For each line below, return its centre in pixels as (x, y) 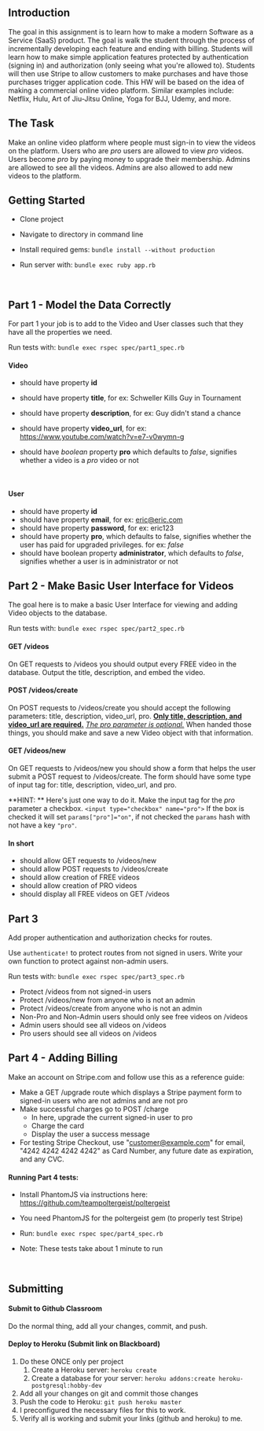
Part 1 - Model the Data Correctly (90, 305)
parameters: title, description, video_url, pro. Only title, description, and (125, 716)
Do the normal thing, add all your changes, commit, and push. (108, 1326)
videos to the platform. (45, 175)
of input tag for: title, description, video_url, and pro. (92, 785)
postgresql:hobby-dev (66, 1385)
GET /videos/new (37, 750)
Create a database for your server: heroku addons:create (123, 1378)
